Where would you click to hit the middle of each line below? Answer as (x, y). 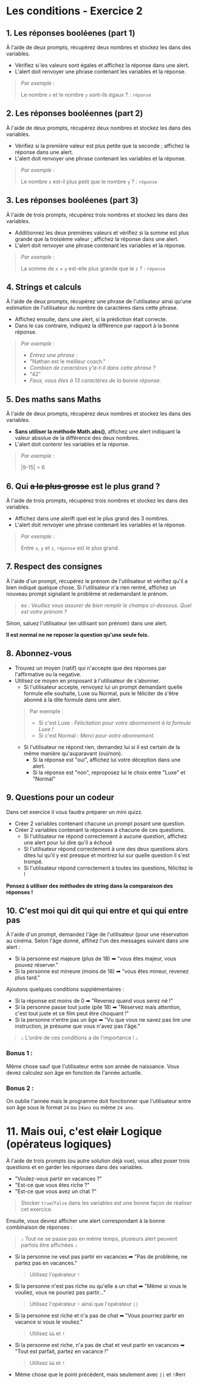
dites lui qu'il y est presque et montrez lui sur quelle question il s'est (107, 855)
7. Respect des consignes (54, 567)
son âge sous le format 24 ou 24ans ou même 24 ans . (70, 1107)
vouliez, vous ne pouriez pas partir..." (60, 1292)
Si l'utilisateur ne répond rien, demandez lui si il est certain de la (102, 747)
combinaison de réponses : (40, 1227)
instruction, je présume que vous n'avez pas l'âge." (78, 1026)
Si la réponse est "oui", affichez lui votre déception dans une (107, 760)
